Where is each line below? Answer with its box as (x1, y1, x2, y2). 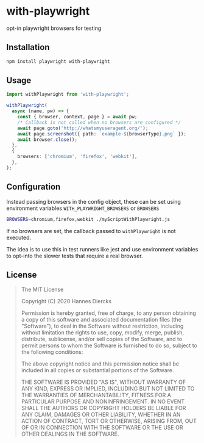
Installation (6, 42, 50, 52)
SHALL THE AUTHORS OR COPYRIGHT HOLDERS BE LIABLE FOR (21, 405, 186, 412)
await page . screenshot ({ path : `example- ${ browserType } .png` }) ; (17, 131, 187, 137)
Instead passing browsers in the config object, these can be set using (6, 198, 181, 205)
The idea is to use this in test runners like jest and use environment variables (6, 245, 199, 253)
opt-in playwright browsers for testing (6, 24, 102, 32)
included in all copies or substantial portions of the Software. (21, 367, 174, 374)
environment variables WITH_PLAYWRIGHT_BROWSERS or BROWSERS (6, 204, 160, 212)
